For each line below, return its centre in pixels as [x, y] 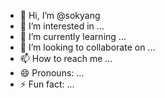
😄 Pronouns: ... [52, 73]
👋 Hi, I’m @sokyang [60, 15]
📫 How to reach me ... [66, 58]
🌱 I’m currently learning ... [73, 36]
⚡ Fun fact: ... [47, 84]
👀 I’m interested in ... [62, 26]
